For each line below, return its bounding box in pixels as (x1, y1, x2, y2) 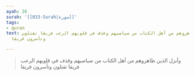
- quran (6, 25, 25, 31)
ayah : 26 (6, 8, 28, 15)
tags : (6, 19, 19, 25)
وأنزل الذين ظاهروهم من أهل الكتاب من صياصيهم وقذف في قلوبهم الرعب (20, 57, 182, 64)
